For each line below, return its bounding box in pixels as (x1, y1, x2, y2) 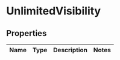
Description (53, 46, 87, 54)
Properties (6, 28, 47, 38)
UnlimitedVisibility (6, 4, 101, 18)
